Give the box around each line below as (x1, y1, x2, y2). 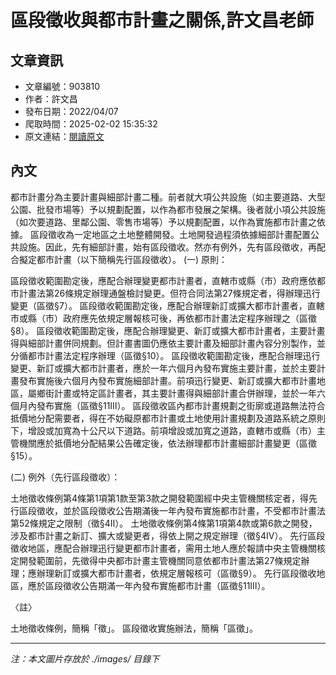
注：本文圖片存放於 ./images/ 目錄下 (10, 652, 160, 665)
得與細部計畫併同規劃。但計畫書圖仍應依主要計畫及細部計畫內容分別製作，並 (10, 337, 326, 349)
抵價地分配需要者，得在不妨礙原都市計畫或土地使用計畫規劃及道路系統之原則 (10, 412, 326, 424)
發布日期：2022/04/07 (24, 106, 119, 117)
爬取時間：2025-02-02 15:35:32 (24, 118, 158, 130)
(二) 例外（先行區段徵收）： (10, 471, 121, 483)
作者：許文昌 (24, 93, 78, 105)
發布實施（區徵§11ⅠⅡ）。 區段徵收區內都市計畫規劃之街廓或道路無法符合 (36, 399, 326, 411)
